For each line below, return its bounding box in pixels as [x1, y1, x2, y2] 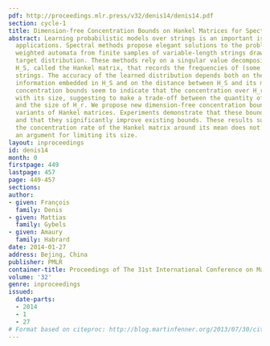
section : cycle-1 [8, 19, 67, 27]
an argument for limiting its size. [15, 131, 138, 139]
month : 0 [8, 153, 38, 161]
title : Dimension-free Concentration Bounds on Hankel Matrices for [8, 26, 243, 35]
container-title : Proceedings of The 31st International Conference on [8, 266, 253, 274]
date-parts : [15, 295, 56, 303]
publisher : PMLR [8, 258, 63, 266]
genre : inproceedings [8, 280, 81, 289]
